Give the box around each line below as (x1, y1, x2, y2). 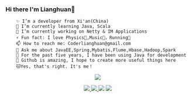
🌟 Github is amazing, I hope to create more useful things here (16, 58, 176, 64)
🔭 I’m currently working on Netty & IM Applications (16, 29, 148, 34)
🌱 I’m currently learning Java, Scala (16, 23, 111, 30)
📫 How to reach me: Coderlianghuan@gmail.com (16, 41, 131, 47)
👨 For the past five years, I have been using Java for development (16, 52, 187, 58)
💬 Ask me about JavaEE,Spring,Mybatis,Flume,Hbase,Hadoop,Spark (16, 47, 176, 53)
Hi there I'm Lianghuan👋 (5, 5, 76, 13)
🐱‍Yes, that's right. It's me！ (16, 64, 94, 69)
